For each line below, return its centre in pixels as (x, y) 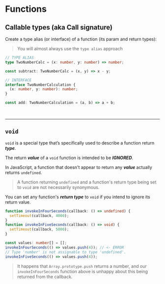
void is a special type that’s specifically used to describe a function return (80, 143)
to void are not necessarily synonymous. (58, 187)
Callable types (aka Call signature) (59, 27)
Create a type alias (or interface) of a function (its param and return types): (81, 39)
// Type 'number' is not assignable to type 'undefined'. (66, 252)
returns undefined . (24, 172)
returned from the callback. (45, 277)
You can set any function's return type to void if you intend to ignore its (78, 197)
